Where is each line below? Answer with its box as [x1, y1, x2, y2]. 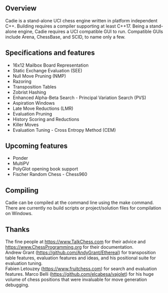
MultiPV [12, 160, 29, 167]
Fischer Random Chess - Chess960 [12, 171, 88, 178]
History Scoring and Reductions [12, 116, 80, 122]
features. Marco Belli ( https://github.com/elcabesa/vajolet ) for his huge [5, 271, 154, 277]
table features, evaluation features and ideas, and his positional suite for [5, 255, 156, 261]
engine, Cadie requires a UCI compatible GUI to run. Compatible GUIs [18, 28, 163, 35]
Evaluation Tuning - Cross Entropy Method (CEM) [12, 127, 116, 133]
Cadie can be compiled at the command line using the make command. [5, 199, 154, 206]
